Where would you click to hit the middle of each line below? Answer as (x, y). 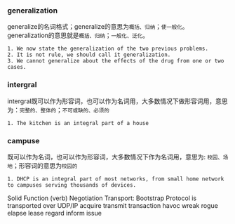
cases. (17, 67)
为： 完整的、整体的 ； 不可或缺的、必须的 (59, 110)
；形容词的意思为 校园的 (45, 165)
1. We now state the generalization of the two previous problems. (108, 49)
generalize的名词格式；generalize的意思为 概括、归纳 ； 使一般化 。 (98, 27)
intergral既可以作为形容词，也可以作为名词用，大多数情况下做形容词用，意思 (117, 101)
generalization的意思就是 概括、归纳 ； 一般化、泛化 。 (78, 35)
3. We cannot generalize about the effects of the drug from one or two (116, 61)
